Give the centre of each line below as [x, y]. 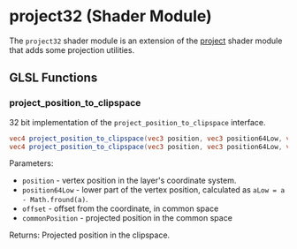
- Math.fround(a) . [55, 200]
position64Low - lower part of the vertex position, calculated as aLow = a [153, 190]
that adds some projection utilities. [72, 49]
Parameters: [31, 163]
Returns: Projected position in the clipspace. [90, 235]
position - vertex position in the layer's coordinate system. [129, 181]
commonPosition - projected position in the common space [127, 218]
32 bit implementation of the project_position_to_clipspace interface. [137, 122]
